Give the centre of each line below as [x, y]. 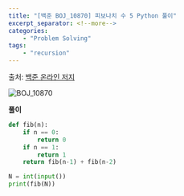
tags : [17, 46]
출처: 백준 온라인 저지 [41, 77]
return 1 [52, 155]
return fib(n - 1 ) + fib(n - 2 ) [70, 162]
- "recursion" [46, 53]
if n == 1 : [41, 147]
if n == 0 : [41, 132]
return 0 [52, 140]
